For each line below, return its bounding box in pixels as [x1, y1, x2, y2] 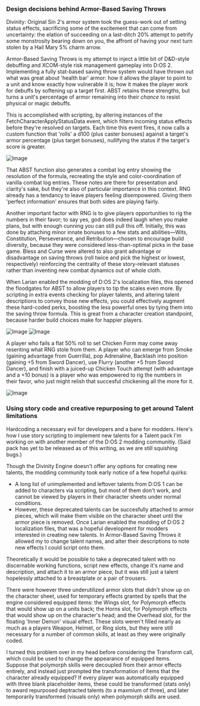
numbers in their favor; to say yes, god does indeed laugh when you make [6, 216, 188, 223]
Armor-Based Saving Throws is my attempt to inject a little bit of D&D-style [6, 56, 190, 63]
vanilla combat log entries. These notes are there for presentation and [6, 179, 177, 187]
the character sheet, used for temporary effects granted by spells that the [6, 592, 187, 600]
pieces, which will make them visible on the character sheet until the [14, 512, 183, 519]
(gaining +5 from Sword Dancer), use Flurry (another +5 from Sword [6, 359, 174, 366]
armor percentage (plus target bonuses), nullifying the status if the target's [6, 137, 190, 144]
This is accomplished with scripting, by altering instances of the [6, 111, 162, 118]
